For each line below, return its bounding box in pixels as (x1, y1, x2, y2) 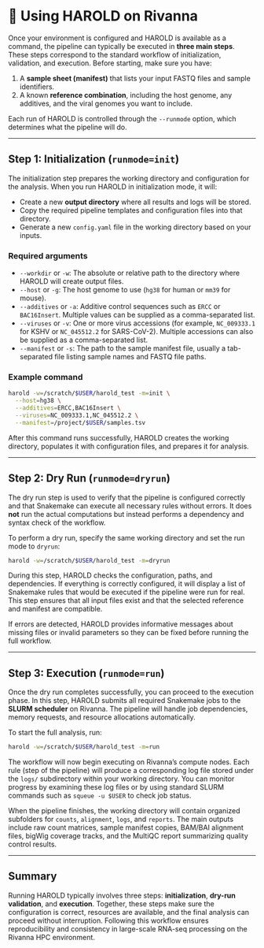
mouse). (19, 293, 47, 303)
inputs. (19, 230, 42, 240)
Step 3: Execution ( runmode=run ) (8, 666, 165, 680)
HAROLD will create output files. (19, 277, 124, 286)
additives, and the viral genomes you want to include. (19, 99, 192, 108)
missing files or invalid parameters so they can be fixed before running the (8, 628, 249, 638)
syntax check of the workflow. (8, 518, 106, 527)
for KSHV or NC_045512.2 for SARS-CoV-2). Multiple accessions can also (19, 327, 254, 336)
